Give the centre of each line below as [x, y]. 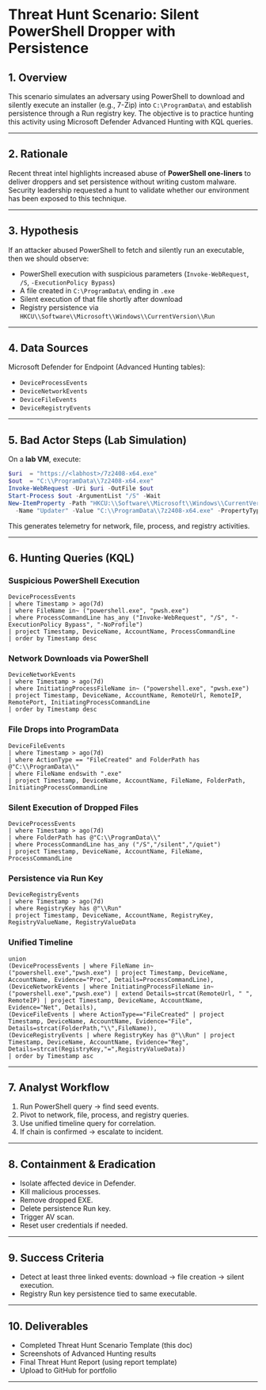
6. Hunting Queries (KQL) [71, 558]
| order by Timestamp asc [51, 1056]
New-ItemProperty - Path [47, 503]
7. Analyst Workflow [59, 1088]
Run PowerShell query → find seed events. [89, 1106]
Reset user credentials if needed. [74, 1225]
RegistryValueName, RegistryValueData [72, 922]
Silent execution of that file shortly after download [101, 299]
